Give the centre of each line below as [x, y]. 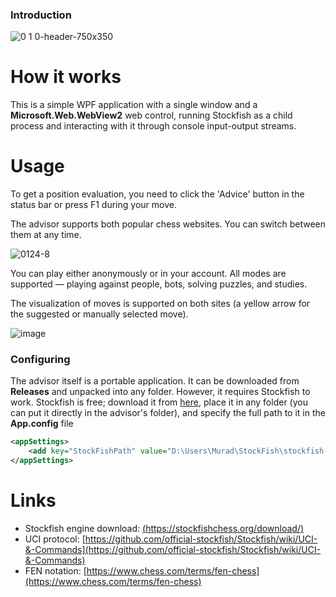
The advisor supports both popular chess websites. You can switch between [168, 224]
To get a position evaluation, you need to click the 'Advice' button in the [157, 194]
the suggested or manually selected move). [99, 314]
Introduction [41, 15]
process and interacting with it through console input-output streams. [153, 126]
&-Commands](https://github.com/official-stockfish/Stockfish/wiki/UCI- [173, 550]
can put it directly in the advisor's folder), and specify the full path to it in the [168, 413]
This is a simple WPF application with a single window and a [134, 105]
